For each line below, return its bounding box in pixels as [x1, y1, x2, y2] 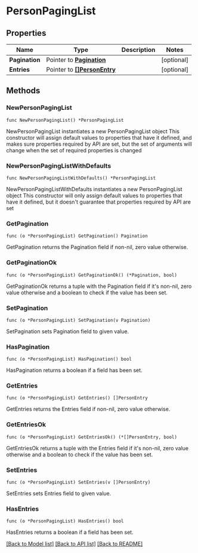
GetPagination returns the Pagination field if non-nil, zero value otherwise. [6, 244, 188, 251]
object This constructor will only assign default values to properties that [6, 192, 183, 199]
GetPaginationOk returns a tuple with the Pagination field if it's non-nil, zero [6, 282, 192, 290]
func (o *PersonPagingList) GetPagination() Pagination [6, 233, 148, 239]
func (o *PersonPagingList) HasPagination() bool [6, 357, 132, 362]
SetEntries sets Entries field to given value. [6, 490, 112, 497]
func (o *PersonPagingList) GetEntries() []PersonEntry [6, 395, 148, 401]
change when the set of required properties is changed [6, 146, 142, 153]
